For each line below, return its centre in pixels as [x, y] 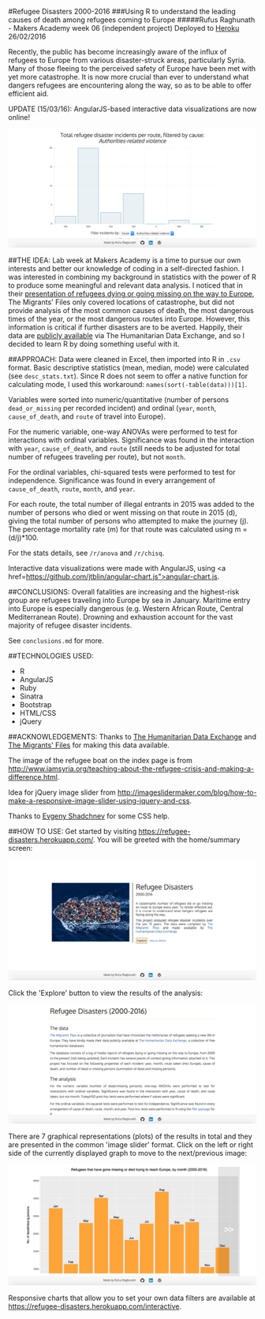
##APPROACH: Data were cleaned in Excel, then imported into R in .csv [124, 360]
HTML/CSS [38, 714]
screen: [21, 848]
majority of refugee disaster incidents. [70, 625]
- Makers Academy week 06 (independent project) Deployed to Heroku [124, 28]
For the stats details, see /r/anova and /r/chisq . [86, 553]
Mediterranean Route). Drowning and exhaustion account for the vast [121, 617]
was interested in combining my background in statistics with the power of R [132, 277]
